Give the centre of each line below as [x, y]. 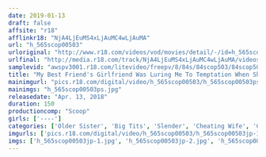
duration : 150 [32, 104]
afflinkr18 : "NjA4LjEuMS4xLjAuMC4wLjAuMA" [79, 38]
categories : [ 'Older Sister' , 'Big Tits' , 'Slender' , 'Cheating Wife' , [129, 126]
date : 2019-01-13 [37, 15]
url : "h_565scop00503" [46, 45]
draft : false [30, 23]
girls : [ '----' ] [35, 119]
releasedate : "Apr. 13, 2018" [58, 97]
